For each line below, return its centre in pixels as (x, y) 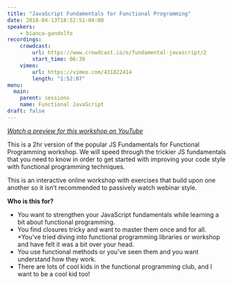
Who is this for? (31, 201)
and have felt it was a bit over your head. (75, 244)
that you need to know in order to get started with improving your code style (116, 159)
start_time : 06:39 (59, 59)
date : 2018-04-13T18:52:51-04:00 (56, 20)
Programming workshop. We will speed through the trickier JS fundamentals (116, 151)
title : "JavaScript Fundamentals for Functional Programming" (99, 14)
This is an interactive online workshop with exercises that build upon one (111, 180)
